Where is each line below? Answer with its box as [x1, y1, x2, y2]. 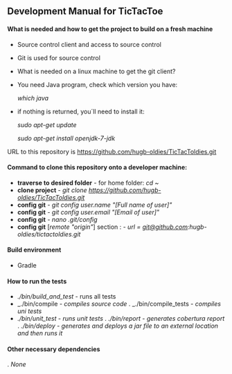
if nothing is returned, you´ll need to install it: [17, 107, 145, 115]
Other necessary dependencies [7, 345, 100, 353]
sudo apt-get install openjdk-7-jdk [17, 134, 116, 142]
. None [7, 360, 26, 368]
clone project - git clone [17, 186, 88, 194]
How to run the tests [7, 277, 67, 286]
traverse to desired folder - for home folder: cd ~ [17, 178, 159, 187]
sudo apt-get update [17, 120, 78, 129]
